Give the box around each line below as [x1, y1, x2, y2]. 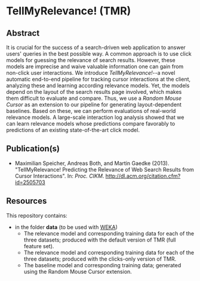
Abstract [6, 28, 40, 38]
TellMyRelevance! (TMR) [6, 4, 131, 18]
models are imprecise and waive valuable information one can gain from [6, 63, 184, 70]
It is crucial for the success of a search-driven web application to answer [6, 44, 186, 51]
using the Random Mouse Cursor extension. [23, 268, 133, 275]
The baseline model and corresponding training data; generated [23, 261, 181, 268]
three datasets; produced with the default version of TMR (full [23, 236, 176, 243]
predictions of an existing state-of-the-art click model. [6, 127, 140, 133]
